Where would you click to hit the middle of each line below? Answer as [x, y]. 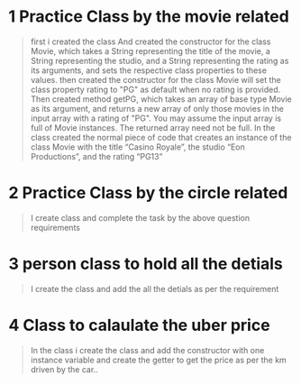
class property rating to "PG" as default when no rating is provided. [155, 89]
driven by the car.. [64, 369]
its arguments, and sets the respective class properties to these [149, 70]
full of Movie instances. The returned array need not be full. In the [153, 127]
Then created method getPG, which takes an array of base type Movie [161, 99]
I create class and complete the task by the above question [140, 217]
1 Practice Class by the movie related [149, 17]
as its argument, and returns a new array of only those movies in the [157, 108]
